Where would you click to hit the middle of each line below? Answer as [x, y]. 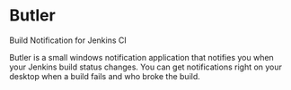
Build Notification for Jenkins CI [68, 40]
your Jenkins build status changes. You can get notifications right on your [146, 67]
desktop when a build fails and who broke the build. [105, 76]
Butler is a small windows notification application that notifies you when [141, 57]
